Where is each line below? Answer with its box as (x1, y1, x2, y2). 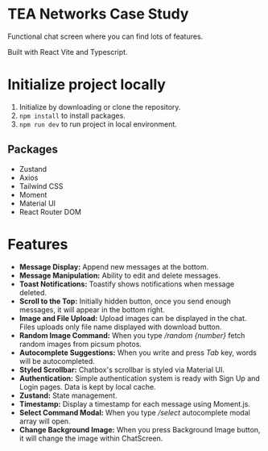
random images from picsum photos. (19, 339, 142, 349)
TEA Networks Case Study (7, 5, 189, 23)
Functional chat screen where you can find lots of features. (7, 31, 204, 41)
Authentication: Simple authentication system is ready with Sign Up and (19, 373, 261, 383)
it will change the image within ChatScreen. (19, 433, 163, 443)
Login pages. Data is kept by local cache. (19, 382, 156, 391)
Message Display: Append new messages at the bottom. (19, 261, 209, 271)
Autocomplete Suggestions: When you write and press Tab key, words (19, 348, 257, 357)
